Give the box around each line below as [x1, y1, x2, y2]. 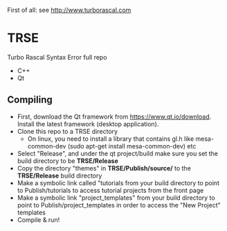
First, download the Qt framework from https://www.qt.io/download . [17, 112, 212, 121]
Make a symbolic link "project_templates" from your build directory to [17, 194, 216, 202]
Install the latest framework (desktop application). [17, 119, 159, 128]
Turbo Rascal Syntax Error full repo [7, 53, 107, 61]
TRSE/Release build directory [17, 171, 102, 180]
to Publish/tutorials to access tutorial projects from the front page [17, 186, 204, 194]
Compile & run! [17, 215, 60, 224]
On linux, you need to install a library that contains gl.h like [27, 135, 194, 143]
